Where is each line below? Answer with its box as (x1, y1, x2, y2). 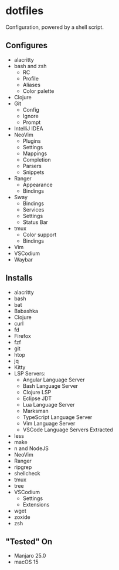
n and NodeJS (13, 445, 49, 452)
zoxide (13, 513, 30, 521)
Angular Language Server (22, 376, 85, 383)
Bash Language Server (22, 382, 79, 389)
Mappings (22, 150, 47, 157)
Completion (22, 156, 51, 163)
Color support (22, 231, 57, 238)
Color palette (22, 87, 55, 95)
